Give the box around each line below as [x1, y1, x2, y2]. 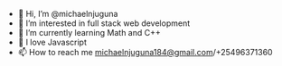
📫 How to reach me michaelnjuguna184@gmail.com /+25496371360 [17, 47, 273, 57]
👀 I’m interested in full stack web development [17, 18, 191, 29]
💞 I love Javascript [17, 37, 88, 47]
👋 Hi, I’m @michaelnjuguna [17, 9, 118, 19]
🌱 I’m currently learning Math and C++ [17, 28, 161, 37]
